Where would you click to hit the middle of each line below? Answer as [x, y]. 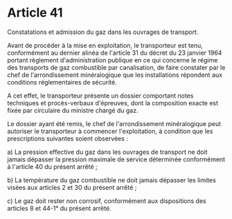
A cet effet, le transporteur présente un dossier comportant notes [100, 96]
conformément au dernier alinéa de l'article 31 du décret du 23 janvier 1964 [115, 53]
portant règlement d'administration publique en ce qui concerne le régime [113, 60]
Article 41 [35, 13]
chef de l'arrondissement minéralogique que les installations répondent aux [115, 75]
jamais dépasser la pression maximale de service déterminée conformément [116, 159]
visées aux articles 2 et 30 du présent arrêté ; [72, 187]
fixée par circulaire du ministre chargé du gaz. [73, 110]
